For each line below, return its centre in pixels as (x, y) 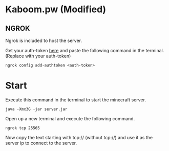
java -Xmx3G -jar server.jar (36, 109)
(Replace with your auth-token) (38, 56)
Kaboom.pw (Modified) (56, 9)
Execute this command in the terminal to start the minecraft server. (76, 100)
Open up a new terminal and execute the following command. (70, 118)
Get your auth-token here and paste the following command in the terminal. (85, 50)
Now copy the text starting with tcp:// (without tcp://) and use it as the (79, 137)
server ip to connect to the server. (41, 143)
